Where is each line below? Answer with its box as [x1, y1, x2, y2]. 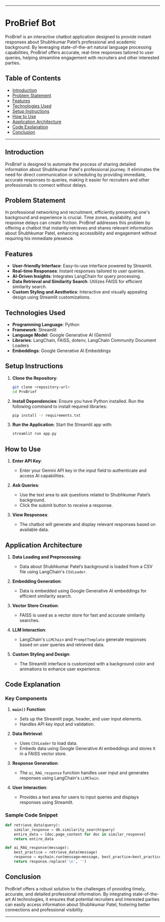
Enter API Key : [12, 458, 43, 464]
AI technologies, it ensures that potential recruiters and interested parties [11, 896, 160, 902]
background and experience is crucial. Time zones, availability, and [5, 215, 141, 221]
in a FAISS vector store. [19, 751, 67, 757]
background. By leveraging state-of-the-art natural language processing [5, 44, 152, 50]
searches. [19, 617, 40, 623]
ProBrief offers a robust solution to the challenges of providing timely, [5, 886, 146, 891]
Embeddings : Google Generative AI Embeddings [12, 348, 111, 354]
